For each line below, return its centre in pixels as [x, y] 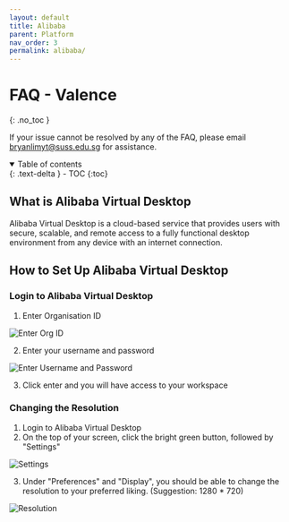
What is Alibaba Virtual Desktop [100, 202]
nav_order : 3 [34, 43]
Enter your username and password [88, 350]
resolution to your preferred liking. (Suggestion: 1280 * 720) [133, 491]
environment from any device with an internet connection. [116, 242]
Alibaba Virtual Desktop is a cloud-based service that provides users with [144, 223]
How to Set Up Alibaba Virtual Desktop [119, 271]
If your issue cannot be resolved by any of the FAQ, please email [127, 137]
